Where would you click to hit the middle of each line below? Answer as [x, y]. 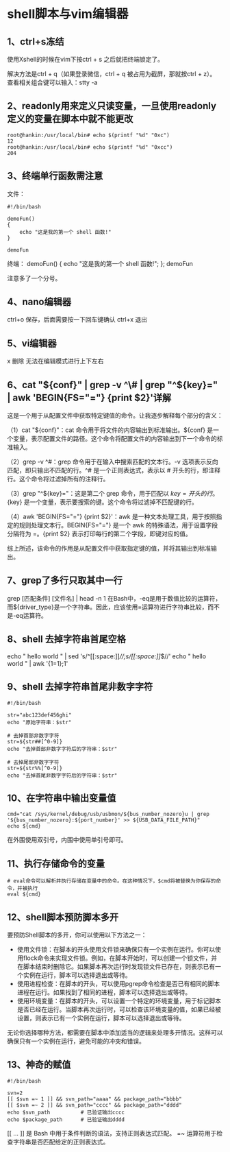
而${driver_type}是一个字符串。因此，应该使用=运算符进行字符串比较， [107, 607]
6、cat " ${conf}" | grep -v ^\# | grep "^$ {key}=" [113, 385]
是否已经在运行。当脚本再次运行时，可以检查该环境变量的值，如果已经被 [119, 1009]
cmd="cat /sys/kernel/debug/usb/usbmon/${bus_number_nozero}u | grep [108, 814]
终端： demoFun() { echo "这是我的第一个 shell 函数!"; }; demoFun [100, 263]
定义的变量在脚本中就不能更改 [70, 119]
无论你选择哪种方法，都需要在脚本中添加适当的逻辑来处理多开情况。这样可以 [115, 1032]
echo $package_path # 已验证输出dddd [66, 1119]
